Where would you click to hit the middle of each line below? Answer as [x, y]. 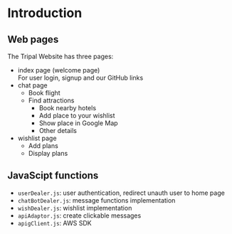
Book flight [44, 93]
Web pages [33, 39]
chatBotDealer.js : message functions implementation [96, 200]
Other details [58, 131]
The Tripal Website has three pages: [60, 56]
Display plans [48, 153]
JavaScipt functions [53, 176]
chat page [32, 85]
